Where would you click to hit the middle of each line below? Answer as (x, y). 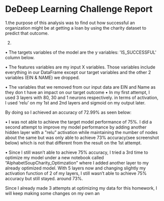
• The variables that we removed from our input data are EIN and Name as (81, 87)
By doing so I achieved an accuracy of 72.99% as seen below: (68, 112)
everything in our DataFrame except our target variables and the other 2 (78, 72)
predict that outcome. (27, 33)
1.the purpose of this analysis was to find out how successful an (70, 23)
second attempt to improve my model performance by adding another (76, 127)
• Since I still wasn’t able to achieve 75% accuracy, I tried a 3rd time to (77, 152)
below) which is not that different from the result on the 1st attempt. (73, 143)
